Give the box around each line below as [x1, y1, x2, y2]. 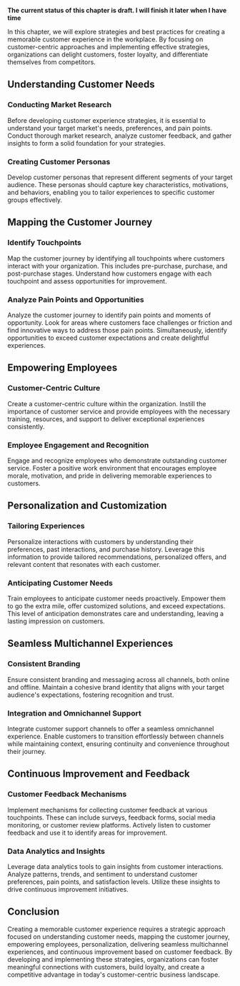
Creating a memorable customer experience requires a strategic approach [7, 925, 226, 933]
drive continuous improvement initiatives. [7, 885, 129, 893]
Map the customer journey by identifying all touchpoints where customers [7, 253, 225, 263]
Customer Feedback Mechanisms [7, 789, 127, 799]
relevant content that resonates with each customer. [7, 560, 161, 568]
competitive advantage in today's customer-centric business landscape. [7, 970, 220, 979]
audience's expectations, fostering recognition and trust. [7, 690, 174, 699]
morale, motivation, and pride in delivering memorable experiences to [7, 471, 212, 480]
